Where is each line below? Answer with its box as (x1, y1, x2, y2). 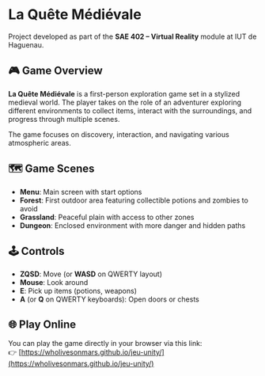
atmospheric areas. (8, 138, 71, 147)
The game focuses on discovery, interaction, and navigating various (8, 129, 229, 139)
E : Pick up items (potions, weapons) (19, 287, 137, 296)
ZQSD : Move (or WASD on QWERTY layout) (19, 269, 163, 279)
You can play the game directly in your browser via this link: (8, 339, 203, 348)
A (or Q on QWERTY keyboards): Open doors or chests (19, 294, 199, 304)
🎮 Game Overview (8, 64, 103, 78)
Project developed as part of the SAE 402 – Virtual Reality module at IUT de (8, 32, 257, 41)
